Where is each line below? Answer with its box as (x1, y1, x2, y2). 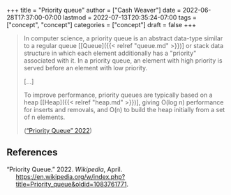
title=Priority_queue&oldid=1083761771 (15, 180, 127, 188)
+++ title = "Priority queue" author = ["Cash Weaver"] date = (6, 6, 181, 14)
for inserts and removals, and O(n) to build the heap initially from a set (23, 106, 225, 114)
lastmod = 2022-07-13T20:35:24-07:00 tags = (63, 13, 197, 22)
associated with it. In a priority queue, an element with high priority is (23, 56, 223, 65)
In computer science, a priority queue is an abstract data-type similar (23, 34, 223, 42)
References (6, 146, 58, 159)
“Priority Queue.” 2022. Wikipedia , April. (6, 165, 123, 173)
